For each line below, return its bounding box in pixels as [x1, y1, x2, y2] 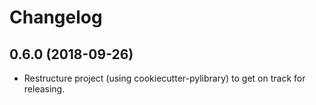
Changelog [9, 6, 103, 29]
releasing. [23, 83, 66, 95]
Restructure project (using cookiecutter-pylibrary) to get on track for [23, 72, 306, 84]
